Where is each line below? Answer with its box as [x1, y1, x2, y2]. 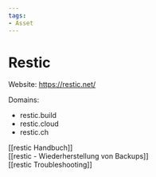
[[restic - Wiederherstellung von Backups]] [8, 151, 149, 161]
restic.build [19, 111, 57, 120]
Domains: [8, 95, 40, 104]
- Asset [8, 19, 34, 27]
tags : [8, 11, 26, 20]
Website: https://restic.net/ [8, 80, 96, 89]
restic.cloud [19, 119, 60, 128]
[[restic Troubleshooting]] [8, 160, 93, 170]
